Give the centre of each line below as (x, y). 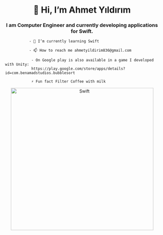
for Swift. (82, 31)
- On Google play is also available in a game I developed (92, 60)
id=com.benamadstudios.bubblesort (40, 73)
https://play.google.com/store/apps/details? (78, 69)
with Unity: (17, 65)
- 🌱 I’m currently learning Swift (64, 41)
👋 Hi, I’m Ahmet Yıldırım (82, 10)
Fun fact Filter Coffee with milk (71, 82)
